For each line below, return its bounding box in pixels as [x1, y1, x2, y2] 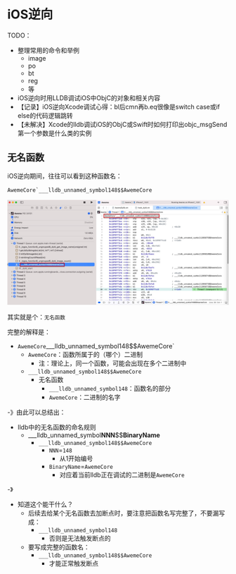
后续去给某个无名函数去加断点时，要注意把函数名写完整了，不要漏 [27, 508, 219, 517]
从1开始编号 [59, 454, 93, 463]
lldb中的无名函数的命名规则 [17, 422, 96, 431]
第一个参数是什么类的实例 [17, 128, 92, 138]
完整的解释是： [7, 327, 51, 336]
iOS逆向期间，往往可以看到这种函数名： [7, 171, 123, 180]
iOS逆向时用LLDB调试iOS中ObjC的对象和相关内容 [17, 93, 160, 102]
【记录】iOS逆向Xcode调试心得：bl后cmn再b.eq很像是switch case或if [17, 102, 221, 111]
